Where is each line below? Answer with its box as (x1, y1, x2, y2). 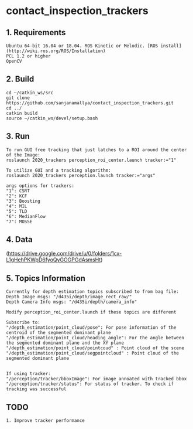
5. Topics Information (6, 273, 86, 283)
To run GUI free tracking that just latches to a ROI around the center (6, 147, 187, 153)
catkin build (6, 110, 38, 116)
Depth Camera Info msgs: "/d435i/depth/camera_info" (6, 299, 137, 305)
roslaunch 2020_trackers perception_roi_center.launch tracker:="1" (6, 157, 177, 163)
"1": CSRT (6, 188, 30, 194)
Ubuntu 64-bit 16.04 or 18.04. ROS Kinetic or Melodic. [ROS (6, 43, 158, 49)
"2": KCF (6, 193, 27, 199)
